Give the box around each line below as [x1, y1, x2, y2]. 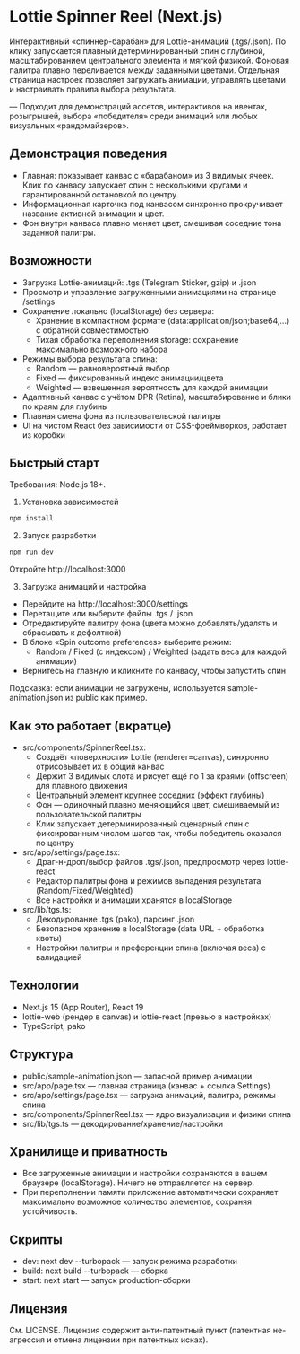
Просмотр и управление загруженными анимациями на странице [21, 286, 277, 297]
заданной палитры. [21, 227, 97, 238]
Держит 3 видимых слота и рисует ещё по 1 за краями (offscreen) [35, 770, 289, 782]
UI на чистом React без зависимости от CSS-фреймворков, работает [21, 420, 287, 431]
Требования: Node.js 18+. [9, 479, 106, 490]
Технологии [9, 978, 79, 993]
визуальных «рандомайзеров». [9, 119, 130, 131]
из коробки [21, 429, 65, 441]
